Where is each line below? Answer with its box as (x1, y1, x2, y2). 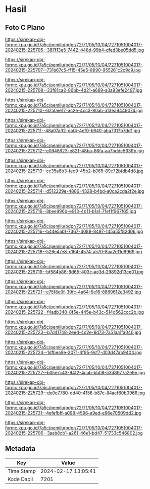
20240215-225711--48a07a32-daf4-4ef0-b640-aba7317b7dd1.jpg (5, 128, 140, 134)
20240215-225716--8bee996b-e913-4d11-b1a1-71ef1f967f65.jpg (5, 209, 136, 214)
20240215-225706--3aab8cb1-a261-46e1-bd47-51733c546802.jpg (5, 430, 143, 436)
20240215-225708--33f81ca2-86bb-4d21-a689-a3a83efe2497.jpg (5, 87, 143, 93)
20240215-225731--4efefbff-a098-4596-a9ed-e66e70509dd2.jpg (5, 410, 142, 416)
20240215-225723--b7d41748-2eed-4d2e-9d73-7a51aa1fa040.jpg (5, 329, 142, 335)
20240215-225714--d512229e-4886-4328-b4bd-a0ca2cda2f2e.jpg (5, 188, 145, 194)
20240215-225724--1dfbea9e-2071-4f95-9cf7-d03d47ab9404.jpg (5, 349, 142, 355)
